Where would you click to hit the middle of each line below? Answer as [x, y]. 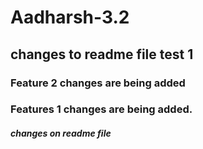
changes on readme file [61, 133]
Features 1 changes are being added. [101, 109]
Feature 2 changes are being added [98, 83]
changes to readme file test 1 [102, 54]
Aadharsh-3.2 [70, 17]
